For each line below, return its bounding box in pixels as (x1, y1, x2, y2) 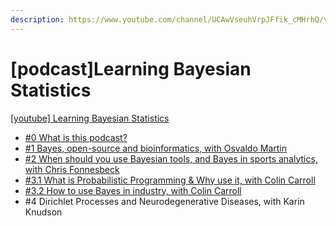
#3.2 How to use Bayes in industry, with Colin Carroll (24, 184, 242, 196)
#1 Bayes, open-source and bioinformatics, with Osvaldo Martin (24, 142, 287, 154)
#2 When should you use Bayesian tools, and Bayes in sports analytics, (24, 152, 318, 165)
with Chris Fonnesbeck (24, 163, 120, 175)
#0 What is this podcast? (24, 131, 128, 143)
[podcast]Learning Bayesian (10, 57, 252, 80)
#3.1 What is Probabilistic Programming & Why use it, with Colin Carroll (24, 174, 316, 186)
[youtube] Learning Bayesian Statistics (10, 112, 170, 124)
